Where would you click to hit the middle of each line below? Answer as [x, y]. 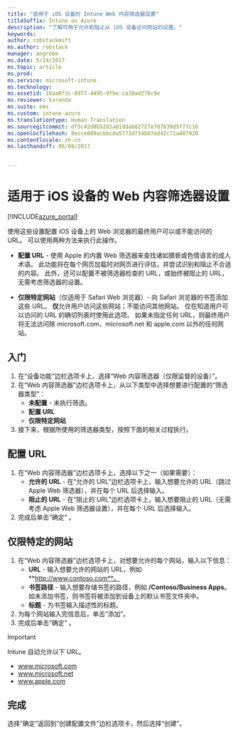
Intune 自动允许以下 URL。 [46, 651]
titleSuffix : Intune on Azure [52, 21]
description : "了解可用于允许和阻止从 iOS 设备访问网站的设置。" [95, 27]
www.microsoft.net [45, 673]
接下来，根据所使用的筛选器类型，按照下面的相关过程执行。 [105, 429]
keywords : [22, 34]
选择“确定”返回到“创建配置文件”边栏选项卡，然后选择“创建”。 [97, 723]
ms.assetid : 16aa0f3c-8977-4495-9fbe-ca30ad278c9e [84, 93]
